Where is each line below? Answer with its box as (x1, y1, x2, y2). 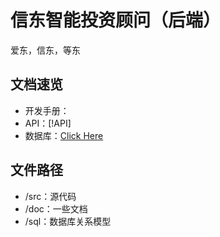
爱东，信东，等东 (10, 44, 81, 56)
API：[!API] (24, 117, 72, 129)
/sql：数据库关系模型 (24, 215, 112, 227)
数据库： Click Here (24, 129, 104, 141)
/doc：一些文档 (24, 202, 88, 215)
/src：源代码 (24, 190, 77, 202)
